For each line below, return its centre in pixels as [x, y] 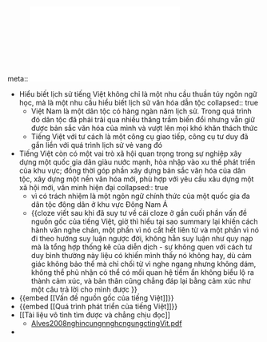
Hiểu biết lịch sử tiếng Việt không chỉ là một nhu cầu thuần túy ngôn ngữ [138, 94]
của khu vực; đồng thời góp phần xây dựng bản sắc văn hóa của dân [132, 171]
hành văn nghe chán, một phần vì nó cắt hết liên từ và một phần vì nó [145, 230]
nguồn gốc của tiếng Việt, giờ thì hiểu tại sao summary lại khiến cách [144, 221]
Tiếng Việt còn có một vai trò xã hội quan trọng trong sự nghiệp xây [130, 153]
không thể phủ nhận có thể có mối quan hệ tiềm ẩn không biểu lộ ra [143, 272]
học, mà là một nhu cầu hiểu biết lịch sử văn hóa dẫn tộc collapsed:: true [139, 103]
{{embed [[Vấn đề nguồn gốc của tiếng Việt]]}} [96, 298]
